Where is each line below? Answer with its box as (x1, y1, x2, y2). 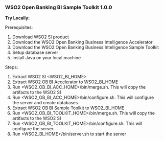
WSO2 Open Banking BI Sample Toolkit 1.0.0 (5, 4, 113, 11)
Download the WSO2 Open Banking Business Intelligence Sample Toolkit (12, 45, 159, 50)
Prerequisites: (5, 24, 33, 30)
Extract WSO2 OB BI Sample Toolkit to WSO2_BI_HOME (12, 105, 125, 111)
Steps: (5, 64, 18, 70)
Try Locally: (5, 15, 30, 21)
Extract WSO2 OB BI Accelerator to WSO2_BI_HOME (12, 79, 118, 85)
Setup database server (12, 49, 59, 55)
